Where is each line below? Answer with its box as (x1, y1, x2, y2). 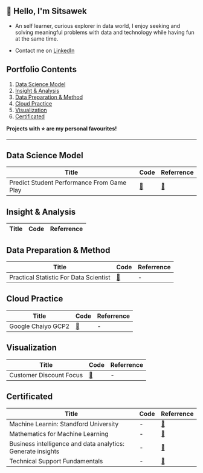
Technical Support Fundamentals (9, 457, 103, 465)
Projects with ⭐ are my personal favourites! (6, 125, 117, 132)
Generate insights (9, 447, 60, 455)
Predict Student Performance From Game (9, 178, 127, 187)
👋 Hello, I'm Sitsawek (6, 6, 87, 16)
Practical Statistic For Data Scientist (9, 273, 111, 282)
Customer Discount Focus (9, 371, 83, 379)
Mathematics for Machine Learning (9, 429, 109, 438)
